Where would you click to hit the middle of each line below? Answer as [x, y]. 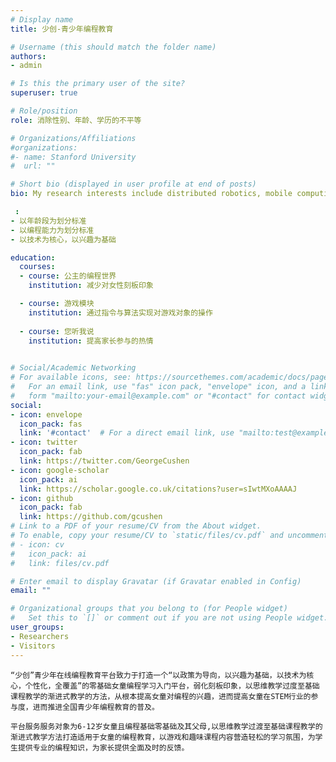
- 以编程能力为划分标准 [52, 230]
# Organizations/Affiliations [73, 138]
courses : [37, 267]
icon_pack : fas [51, 424]
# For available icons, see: [71, 377]
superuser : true [44, 93]
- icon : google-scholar [60, 470]
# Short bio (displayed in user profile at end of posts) [133, 184]
